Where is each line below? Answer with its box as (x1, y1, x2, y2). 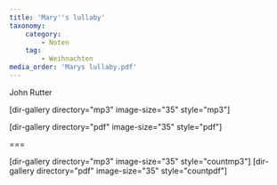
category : (25, 29, 62, 38)
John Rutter (9, 86, 53, 98)
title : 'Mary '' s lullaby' (9, 12, 105, 22)
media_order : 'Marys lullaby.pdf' (9, 63, 138, 72)
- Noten (41, 37, 69, 47)
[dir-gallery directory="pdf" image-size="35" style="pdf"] (9, 121, 223, 132)
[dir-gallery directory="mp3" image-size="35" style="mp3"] (9, 104, 231, 115)
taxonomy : (9, 21, 46, 30)
